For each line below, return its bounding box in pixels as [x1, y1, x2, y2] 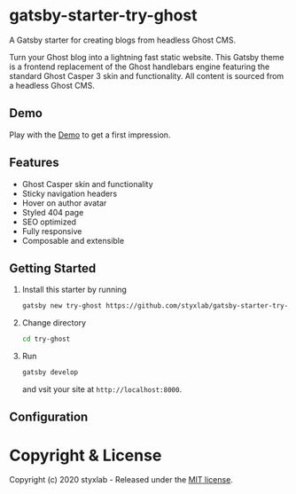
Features [9, 155, 59, 170]
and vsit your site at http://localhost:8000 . [21, 384, 183, 395]
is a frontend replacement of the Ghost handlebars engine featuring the [9, 61, 270, 72]
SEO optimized [21, 216, 77, 227]
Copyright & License [9, 445, 162, 466]
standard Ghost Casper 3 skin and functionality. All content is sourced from [9, 70, 284, 81]
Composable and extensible [21, 235, 125, 246]
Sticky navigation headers [21, 188, 118, 199]
